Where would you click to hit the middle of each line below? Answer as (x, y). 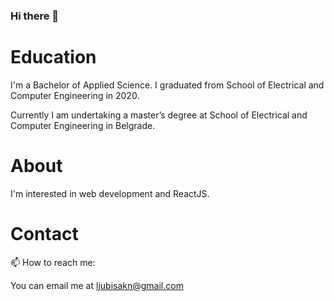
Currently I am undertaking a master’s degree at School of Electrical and (159, 115)
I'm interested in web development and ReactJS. (110, 193)
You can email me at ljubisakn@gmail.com (97, 285)
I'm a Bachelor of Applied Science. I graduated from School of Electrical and (167, 85)
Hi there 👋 (35, 16)
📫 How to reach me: (53, 262)
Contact (44, 233)
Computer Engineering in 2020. (75, 95)
